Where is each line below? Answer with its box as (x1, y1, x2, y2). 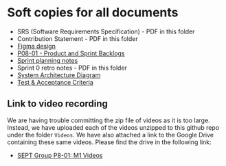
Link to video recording (7, 98, 109, 110)
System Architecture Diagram (16, 70, 101, 79)
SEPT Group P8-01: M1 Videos (16, 151, 103, 159)
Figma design (16, 42, 56, 50)
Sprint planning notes (16, 56, 78, 64)
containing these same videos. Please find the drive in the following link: (7, 138, 212, 146)
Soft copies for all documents (7, 5, 179, 20)
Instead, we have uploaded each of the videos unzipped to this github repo (7, 123, 220, 131)
